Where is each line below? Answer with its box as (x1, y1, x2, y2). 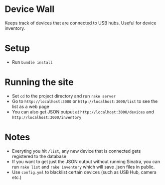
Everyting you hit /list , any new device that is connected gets (11, 148, 141, 154)
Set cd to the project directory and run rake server (11, 93, 116, 99)
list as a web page (11, 103, 49, 109)
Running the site (4, 77, 74, 88)
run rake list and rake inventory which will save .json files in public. (11, 164, 155, 170)
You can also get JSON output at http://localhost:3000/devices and (11, 108, 154, 115)
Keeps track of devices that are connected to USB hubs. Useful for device (4, 20, 157, 26)
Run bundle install (11, 59, 53, 65)
